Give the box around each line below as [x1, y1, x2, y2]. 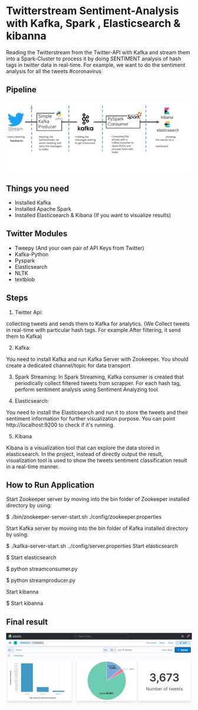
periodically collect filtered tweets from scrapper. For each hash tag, [14, 379, 181, 386]
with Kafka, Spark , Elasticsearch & [6, 17, 181, 30]
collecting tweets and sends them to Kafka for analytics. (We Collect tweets [6, 320, 190, 327]
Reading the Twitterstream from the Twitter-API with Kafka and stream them [6, 48, 190, 56]
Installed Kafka [14, 199, 51, 206]
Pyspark [14, 257, 35, 264]
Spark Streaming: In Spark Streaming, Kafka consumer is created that [14, 373, 184, 380]
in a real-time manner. [6, 463, 60, 470]
